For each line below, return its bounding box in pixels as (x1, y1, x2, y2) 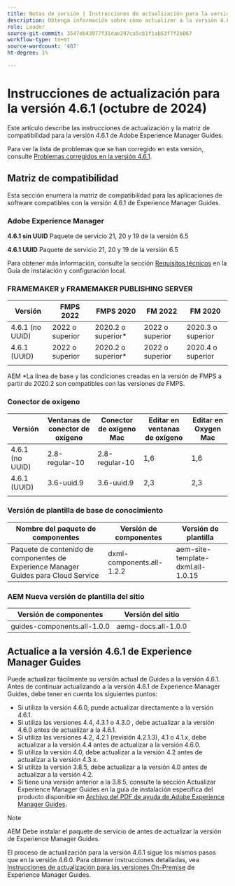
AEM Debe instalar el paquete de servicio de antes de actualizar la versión (7, 827, 222, 836)
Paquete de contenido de (10, 544, 94, 554)
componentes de (10, 553, 66, 562)
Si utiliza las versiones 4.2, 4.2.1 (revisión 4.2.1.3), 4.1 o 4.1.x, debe (17, 733, 207, 741)
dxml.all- (176, 562, 206, 572)
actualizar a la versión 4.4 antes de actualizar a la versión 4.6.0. (17, 740, 201, 749)
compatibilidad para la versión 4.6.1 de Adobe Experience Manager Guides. (7, 131, 224, 139)
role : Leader (7, 23, 45, 30)
